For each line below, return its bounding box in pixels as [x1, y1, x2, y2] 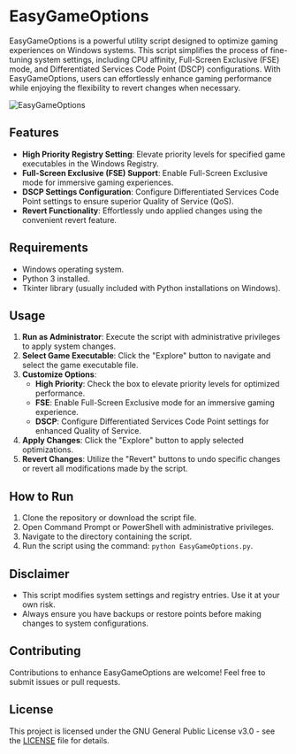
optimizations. [21, 444, 74, 455]
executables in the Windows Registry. [21, 158, 159, 169]
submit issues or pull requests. [9, 676, 121, 687]
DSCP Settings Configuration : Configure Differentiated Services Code [21, 186, 280, 196]
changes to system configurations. [21, 618, 148, 628]
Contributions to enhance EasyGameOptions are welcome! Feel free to [9, 666, 266, 678]
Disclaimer [9, 566, 70, 581]
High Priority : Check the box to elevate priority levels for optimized [34, 379, 280, 389]
